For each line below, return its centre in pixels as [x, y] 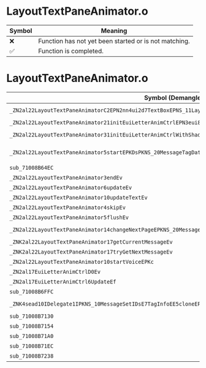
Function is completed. [71, 51]
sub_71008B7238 [32, 356]
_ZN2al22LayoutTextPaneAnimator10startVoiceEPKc [82, 262]
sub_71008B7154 [32, 326]
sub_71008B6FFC [32, 291]
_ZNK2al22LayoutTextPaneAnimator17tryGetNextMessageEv [91, 252]
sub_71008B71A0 [32, 336]
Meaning [114, 31]
